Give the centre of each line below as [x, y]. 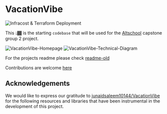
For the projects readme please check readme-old [58, 58]
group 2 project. [22, 38]
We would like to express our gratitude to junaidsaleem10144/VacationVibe [83, 95]
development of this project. [35, 106]
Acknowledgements [38, 84]
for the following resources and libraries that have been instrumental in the [83, 101]
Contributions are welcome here [39, 68]
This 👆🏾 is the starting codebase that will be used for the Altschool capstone [84, 33]
